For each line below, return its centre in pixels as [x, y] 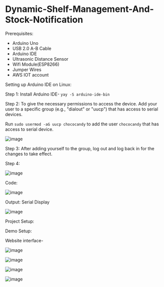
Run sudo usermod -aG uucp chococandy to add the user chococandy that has [82, 124]
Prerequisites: [19, 33]
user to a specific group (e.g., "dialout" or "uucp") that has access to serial [82, 109]
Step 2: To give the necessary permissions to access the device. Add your [81, 103]
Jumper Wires [27, 69]
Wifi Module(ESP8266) [36, 64]
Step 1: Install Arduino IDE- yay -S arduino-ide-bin [58, 94]
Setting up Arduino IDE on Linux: [39, 84]
